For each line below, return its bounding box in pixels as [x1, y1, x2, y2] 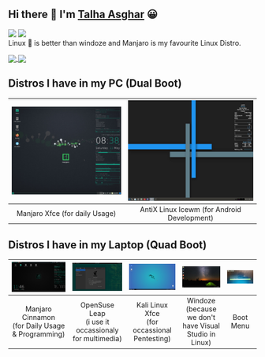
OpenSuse [80, 300, 114, 310]
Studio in [186, 329, 216, 339]
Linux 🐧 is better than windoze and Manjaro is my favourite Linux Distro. [8, 38, 242, 47]
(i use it [85, 317, 110, 326]
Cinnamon [22, 313, 55, 322]
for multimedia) [72, 333, 122, 343]
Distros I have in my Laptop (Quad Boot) [8, 238, 207, 251]
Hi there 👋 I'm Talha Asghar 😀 [8, 8, 158, 21]
